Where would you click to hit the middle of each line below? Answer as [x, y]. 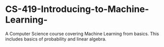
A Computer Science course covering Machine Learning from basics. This [82, 33]
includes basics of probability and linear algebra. [56, 39]
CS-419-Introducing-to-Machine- [77, 9]
